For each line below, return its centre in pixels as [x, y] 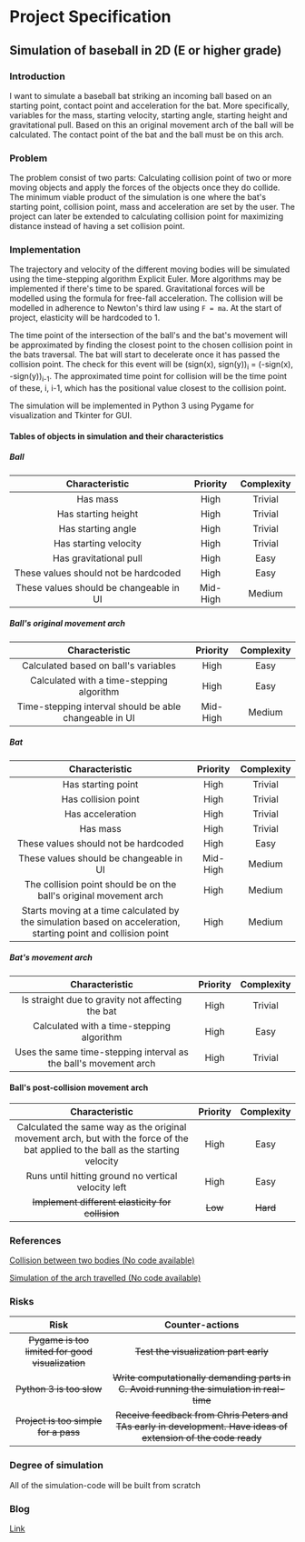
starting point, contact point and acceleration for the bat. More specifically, [149, 105]
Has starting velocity [98, 543]
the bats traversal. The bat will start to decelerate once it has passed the [145, 355]
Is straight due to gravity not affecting [102, 999]
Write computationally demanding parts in [202, 1377]
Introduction [37, 76]
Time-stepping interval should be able [99, 706]
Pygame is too [59, 1340]
